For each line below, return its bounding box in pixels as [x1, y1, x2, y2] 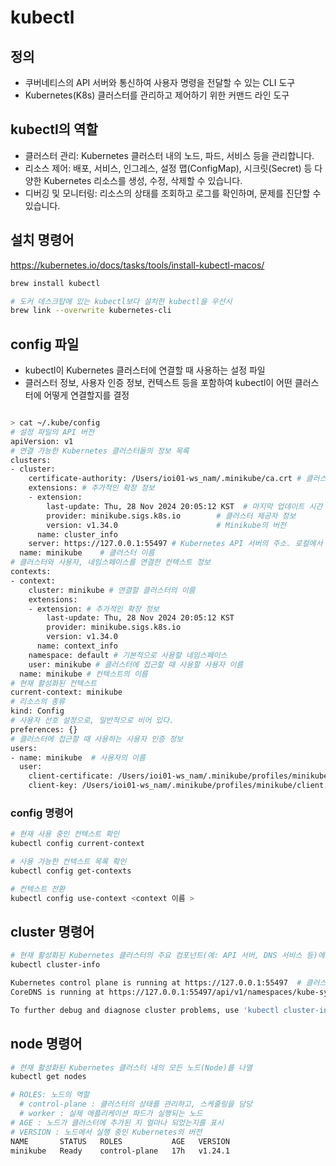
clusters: [10, 455, 52, 465]
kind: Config [10, 706, 65, 716]
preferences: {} [10, 724, 78, 735]
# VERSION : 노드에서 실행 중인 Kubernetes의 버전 [10, 1127, 203, 1137]
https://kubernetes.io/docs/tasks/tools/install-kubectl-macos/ [10, 259, 265, 271]
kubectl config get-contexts [10, 866, 132, 876]
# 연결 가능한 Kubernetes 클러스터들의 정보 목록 [10, 446, 190, 456]
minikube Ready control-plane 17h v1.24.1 [10, 1146, 230, 1156]
